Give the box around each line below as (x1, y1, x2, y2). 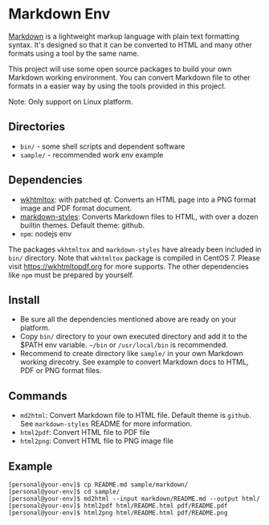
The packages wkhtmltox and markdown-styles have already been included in (8, 244, 262, 254)
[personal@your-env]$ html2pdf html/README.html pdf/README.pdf (8, 502, 228, 510)
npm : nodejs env (19, 228, 72, 238)
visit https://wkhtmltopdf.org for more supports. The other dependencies (8, 261, 249, 271)
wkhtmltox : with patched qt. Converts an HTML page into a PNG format (19, 195, 256, 204)
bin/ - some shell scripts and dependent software (19, 142, 185, 151)
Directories (8, 120, 66, 133)
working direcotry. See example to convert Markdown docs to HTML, (19, 357, 249, 367)
